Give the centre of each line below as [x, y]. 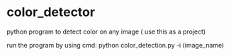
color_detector [51, 12]
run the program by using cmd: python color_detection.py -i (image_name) [115, 45]
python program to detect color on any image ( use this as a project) [106, 31]
